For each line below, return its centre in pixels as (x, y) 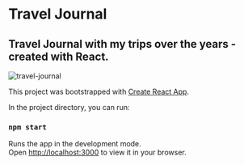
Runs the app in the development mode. (75, 144)
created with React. (59, 56)
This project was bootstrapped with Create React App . (99, 91)
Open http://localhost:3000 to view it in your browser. (98, 152)
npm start (27, 127)
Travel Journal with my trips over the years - (122, 44)
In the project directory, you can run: (69, 107)
